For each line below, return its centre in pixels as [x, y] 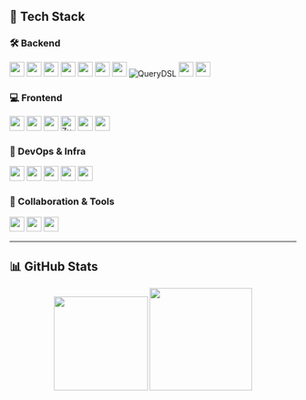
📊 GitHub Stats [54, 267]
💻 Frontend [36, 97]
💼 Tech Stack [47, 17]
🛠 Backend [35, 44]
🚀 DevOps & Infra [48, 151]
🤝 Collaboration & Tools [62, 201]
